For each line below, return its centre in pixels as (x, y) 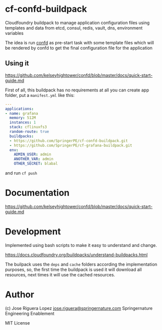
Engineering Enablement (30, 313)
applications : (20, 109)
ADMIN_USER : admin (33, 154)
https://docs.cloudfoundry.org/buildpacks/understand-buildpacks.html (76, 255)
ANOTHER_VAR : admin (34, 159)
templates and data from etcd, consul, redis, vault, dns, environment (74, 28)
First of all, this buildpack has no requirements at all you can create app (77, 90)
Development (33, 232)
